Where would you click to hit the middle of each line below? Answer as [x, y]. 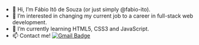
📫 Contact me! [31, 36]
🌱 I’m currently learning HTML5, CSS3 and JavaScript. [81, 29]
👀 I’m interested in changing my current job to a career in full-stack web [103, 16]
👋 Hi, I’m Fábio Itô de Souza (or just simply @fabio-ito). [81, 9]
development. [29, 22]
